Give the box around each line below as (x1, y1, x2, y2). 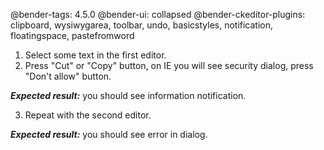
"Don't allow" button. (24, 70, 112, 82)
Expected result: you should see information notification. (10, 90, 247, 101)
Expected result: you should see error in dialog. (10, 129, 208, 140)
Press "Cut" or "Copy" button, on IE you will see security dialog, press (24, 60, 314, 71)
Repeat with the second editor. (24, 109, 152, 121)
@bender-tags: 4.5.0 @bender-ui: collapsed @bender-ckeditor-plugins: (10, 9, 306, 20)
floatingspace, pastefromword (10, 30, 135, 41)
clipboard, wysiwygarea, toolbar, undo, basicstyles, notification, (10, 19, 274, 31)
